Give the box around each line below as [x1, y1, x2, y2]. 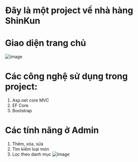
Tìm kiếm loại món [12, 146, 49, 152]
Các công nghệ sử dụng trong [5, 71, 128, 82]
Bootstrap [12, 108, 32, 114]
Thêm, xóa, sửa [12, 141, 44, 146]
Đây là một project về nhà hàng [5, 5, 133, 16]
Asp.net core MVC [12, 98, 49, 103]
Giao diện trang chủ [5, 38, 86, 49]
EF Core [12, 102, 29, 108]
